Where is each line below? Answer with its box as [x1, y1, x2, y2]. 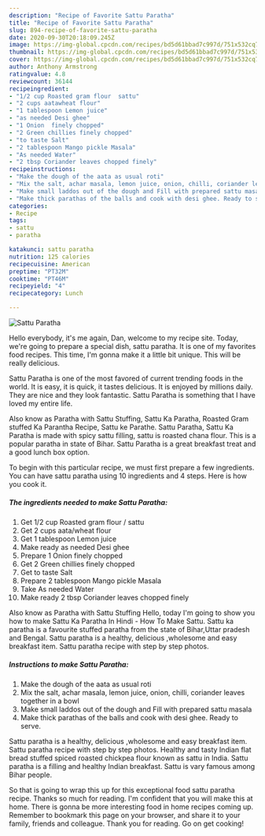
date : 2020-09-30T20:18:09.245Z [9, 33, 115, 42]
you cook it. [9, 480, 47, 489]
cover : [9, 56, 31, 64]
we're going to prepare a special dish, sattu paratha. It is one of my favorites [9, 342, 256, 351]
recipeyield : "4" [9, 282, 66, 290]
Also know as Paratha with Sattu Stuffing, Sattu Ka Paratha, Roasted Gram [9, 414, 249, 423]
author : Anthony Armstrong [9, 63, 98, 71]
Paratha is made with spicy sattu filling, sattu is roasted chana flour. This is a [9, 431, 256, 440]
